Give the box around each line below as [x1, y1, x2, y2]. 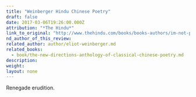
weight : [6, 63, 25, 69]
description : [6, 57, 38, 63]
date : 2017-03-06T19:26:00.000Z [6, 19, 85, 25]
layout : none [6, 68, 38, 74]
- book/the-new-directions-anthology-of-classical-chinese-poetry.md [11, 52, 184, 58]
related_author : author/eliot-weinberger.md [6, 41, 116, 47]
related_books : [6, 47, 43, 53]
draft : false [6, 14, 38, 20]
